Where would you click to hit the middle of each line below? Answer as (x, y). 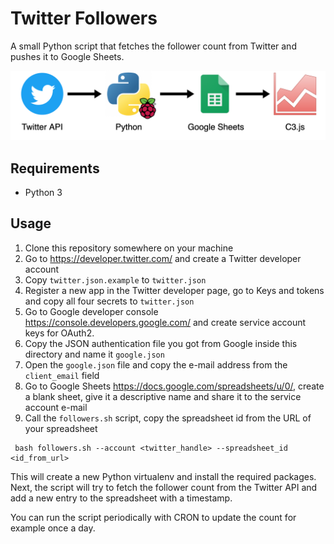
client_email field (62, 375)
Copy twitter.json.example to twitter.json (115, 279)
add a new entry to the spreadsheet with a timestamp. (121, 498)
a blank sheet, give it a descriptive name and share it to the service (163, 396)
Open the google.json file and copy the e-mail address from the (156, 364)
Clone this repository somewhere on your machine (129, 248)
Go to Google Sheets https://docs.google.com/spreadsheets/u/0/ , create (174, 386)
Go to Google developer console (91, 311)
